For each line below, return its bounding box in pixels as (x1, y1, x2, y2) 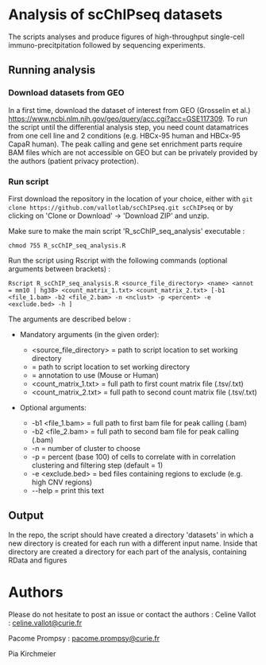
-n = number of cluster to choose (31, 443, 141, 453)
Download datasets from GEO (8, 87, 125, 99)
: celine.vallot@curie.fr (8, 618, 83, 628)
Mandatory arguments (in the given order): (19, 329, 160, 339)
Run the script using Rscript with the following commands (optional (8, 255, 228, 265)
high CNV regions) (31, 477, 93, 487)
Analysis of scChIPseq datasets (8, 6, 223, 24)
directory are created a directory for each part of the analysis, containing (8, 546, 248, 556)
